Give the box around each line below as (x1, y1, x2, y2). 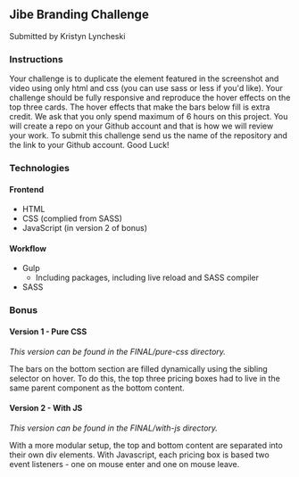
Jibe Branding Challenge (9, 7, 149, 22)
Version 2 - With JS (9, 403, 83, 414)
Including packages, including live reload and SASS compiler (35, 272, 259, 284)
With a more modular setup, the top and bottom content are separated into (9, 440, 283, 450)
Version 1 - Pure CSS (9, 325, 87, 337)
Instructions (9, 53, 64, 65)
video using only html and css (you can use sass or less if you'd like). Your (9, 83, 283, 94)
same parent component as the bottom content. (9, 382, 185, 393)
